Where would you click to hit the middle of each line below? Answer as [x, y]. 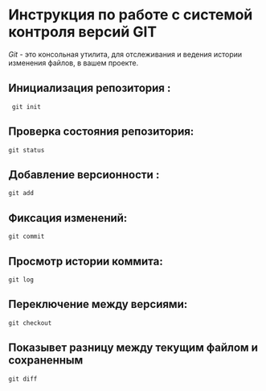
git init [27, 106]
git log [21, 280]
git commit [27, 237]
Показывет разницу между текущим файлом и [133, 348]
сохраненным [46, 360]
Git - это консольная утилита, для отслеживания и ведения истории [125, 54]
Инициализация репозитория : [90, 88]
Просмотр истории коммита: [86, 261]
